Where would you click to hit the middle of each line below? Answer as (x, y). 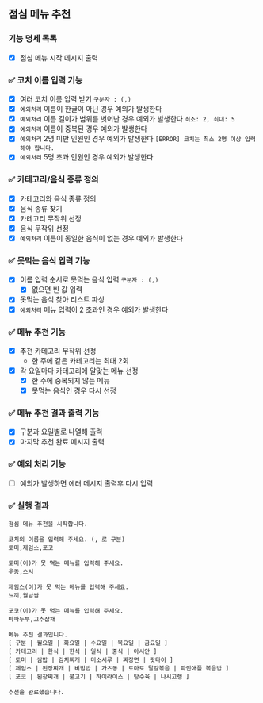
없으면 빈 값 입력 (57, 290)
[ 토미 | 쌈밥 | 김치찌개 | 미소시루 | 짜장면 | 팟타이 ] (91, 660)
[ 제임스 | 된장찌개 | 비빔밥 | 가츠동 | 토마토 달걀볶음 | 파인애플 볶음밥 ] (119, 669)
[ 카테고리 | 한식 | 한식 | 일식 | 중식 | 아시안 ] (83, 652)
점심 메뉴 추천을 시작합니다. (48, 524)
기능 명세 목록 (33, 39)
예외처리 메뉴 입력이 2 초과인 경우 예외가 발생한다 (94, 309)
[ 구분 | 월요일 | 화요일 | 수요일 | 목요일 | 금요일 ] (88, 643)
